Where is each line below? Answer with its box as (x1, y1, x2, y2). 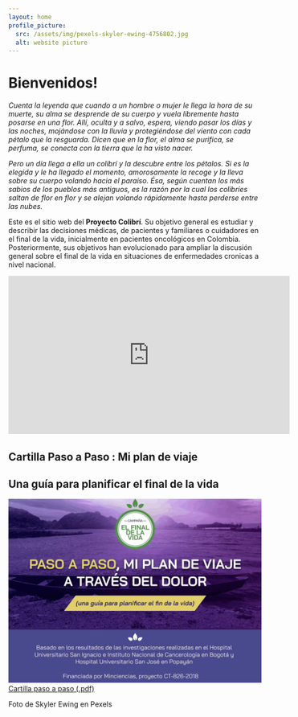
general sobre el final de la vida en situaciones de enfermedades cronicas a (8, 252, 259, 261)
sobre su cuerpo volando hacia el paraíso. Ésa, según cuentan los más (8, 176, 245, 186)
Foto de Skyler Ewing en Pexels (8, 699, 112, 709)
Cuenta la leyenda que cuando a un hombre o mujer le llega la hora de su (8, 100, 253, 110)
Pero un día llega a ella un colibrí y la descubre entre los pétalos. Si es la (8, 159, 250, 169)
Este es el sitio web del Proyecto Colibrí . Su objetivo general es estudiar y (8, 217, 254, 227)
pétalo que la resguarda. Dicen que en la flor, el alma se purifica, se (8, 135, 235, 145)
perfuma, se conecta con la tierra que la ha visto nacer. (8, 143, 194, 153)
